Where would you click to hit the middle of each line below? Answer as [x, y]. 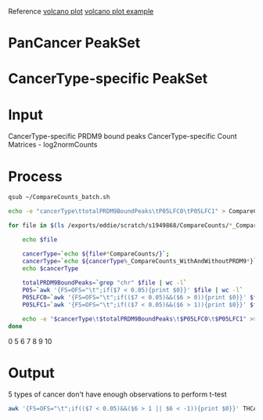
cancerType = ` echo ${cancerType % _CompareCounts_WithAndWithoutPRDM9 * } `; [141, 261]
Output [31, 373]
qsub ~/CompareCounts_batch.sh [59, 197]
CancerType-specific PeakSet [108, 79]
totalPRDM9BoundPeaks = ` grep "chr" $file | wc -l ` [105, 283]
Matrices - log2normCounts [53, 145]
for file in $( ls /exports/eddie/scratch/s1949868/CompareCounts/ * [121, 226]
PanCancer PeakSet [74, 43]
